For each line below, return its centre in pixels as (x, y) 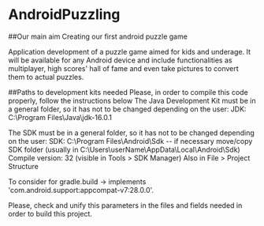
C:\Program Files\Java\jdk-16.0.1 (60, 117)
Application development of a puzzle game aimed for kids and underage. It (129, 51)
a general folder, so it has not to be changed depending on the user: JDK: (127, 109)
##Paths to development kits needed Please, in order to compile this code (128, 92)
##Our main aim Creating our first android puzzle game (98, 36)
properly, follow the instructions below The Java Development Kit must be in (132, 100)
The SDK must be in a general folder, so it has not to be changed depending (131, 133)
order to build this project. (50, 213)
